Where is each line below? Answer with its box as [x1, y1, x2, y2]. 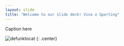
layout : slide [5, 7, 35, 12]
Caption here [5, 25, 32, 31]
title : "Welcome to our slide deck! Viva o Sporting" [5, 12, 120, 17]
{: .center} [36, 35, 57, 41]
